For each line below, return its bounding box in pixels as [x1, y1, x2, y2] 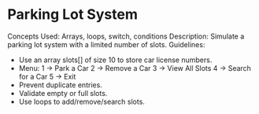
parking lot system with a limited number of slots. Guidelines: [7, 39, 205, 49]
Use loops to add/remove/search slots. [18, 97, 145, 106]
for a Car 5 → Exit [18, 72, 76, 81]
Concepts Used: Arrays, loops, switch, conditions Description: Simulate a [7, 31, 245, 41]
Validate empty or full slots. [18, 88, 108, 97]
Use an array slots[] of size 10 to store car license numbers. [18, 55, 213, 64]
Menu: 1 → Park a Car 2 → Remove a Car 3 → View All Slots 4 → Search [18, 63, 251, 72]
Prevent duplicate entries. [18, 80, 103, 90]
